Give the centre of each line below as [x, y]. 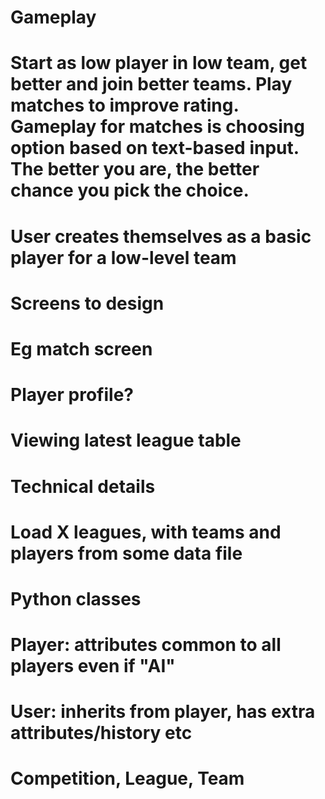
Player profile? [72, 395]
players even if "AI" [93, 666]
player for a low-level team [123, 257]
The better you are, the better [135, 169]
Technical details [83, 486]
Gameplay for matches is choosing [157, 127]
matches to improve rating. [124, 105]
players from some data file [126, 553]
